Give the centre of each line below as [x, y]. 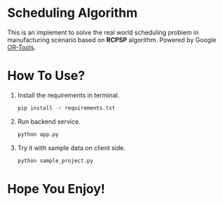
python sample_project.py [55, 161]
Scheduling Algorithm [73, 13]
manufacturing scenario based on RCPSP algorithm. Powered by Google [112, 39]
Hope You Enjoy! [56, 189]
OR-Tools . [22, 47]
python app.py [38, 134]
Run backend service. [49, 122]
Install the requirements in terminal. [68, 95]
